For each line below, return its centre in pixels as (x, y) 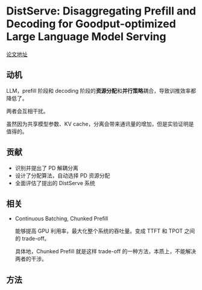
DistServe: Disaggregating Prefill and (101, 11)
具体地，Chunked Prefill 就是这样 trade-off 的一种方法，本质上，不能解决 (106, 251)
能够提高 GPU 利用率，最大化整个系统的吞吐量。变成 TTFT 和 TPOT (99, 231)
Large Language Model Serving (86, 37)
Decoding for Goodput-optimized (91, 24)
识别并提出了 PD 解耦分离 (46, 168)
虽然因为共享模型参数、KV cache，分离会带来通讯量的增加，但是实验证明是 (100, 124)
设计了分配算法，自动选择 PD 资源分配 (62, 175)
